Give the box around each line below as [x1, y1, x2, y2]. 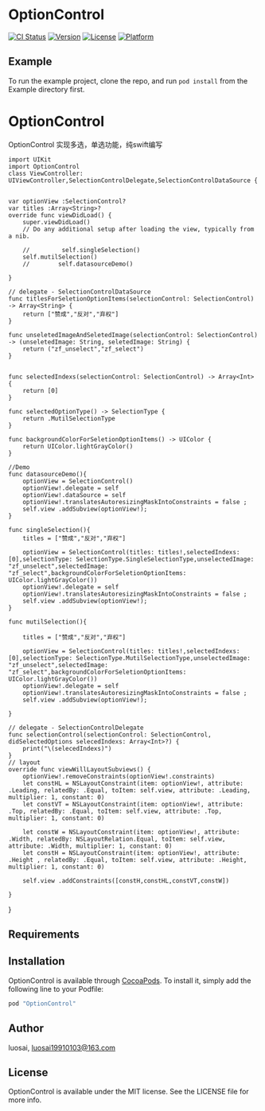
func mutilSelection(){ [8, 618, 88, 626]
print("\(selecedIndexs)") [22, 744, 112, 752]
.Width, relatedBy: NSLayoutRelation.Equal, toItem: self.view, [8, 835, 226, 843]
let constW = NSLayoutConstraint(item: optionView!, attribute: [22, 828, 240, 836]
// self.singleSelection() [22, 246, 141, 254]
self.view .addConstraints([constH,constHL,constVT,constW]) [22, 876, 229, 884]
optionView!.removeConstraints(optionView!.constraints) [22, 772, 216, 780]
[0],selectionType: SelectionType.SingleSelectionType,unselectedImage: [8, 555, 255, 563]
